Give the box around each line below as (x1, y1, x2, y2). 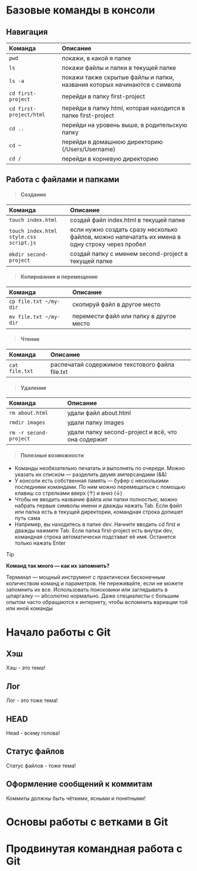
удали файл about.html (67, 409, 131, 417)
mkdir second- (9, 251, 49, 258)
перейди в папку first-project (62, 92, 145, 100)
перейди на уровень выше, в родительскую (62, 121, 188, 129)
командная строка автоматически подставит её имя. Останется (14, 534, 176, 541)
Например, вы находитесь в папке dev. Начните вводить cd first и (14, 521, 181, 528)
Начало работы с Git (6, 626, 111, 639)
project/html (9, 112, 46, 118)
